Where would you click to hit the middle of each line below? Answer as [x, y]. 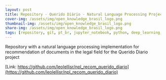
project [12, 57]
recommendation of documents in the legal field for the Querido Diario [77, 52]
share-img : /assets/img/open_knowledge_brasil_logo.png [64, 28]
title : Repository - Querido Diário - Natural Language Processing [76, 14]
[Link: [11, 67]
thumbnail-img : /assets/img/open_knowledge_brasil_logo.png [68, 23]
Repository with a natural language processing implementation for [72, 47]
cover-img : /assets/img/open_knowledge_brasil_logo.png [64, 19]
